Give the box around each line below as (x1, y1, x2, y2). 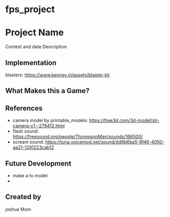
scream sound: (12, 139, 44, 145)
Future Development (5, 159, 72, 168)
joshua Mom (5, 206, 32, 212)
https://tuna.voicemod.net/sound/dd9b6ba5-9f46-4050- (45, 139, 164, 145)
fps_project (5, 4, 55, 15)
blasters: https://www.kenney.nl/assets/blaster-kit (5, 72, 110, 78)
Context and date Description (5, 44, 67, 50)
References (5, 104, 43, 112)
